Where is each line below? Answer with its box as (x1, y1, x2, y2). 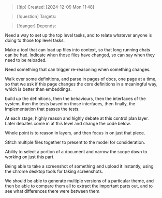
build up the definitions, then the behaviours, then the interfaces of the (5, 96, 146, 101)
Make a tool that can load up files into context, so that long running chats (5, 47, 150, 52)
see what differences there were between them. (5, 188, 101, 194)
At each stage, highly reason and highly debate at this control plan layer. (5, 115, 149, 121)
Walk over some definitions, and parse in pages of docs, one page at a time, (5, 76, 157, 82)
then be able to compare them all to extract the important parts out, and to (5, 183, 153, 189)
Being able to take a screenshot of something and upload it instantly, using (5, 164, 154, 169)
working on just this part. (5, 154, 55, 160)
